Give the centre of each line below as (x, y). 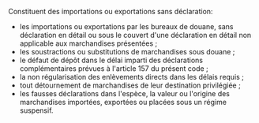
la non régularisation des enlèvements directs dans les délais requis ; (132, 77)
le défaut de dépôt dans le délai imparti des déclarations (111, 60)
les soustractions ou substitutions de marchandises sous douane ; (127, 52)
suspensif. (36, 110)
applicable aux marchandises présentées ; (88, 43)
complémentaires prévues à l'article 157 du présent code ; (114, 69)
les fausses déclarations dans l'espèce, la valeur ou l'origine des (125, 93)
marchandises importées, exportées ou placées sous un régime (123, 102)
